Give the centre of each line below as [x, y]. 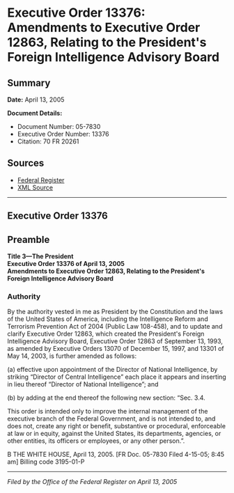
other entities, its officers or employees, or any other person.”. [96, 441]
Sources [26, 163]
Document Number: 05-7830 [59, 126]
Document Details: [35, 113]
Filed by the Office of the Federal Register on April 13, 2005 [92, 482]
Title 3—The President [40, 256]
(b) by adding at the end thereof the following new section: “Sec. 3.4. [106, 398]
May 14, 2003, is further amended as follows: [72, 356]
